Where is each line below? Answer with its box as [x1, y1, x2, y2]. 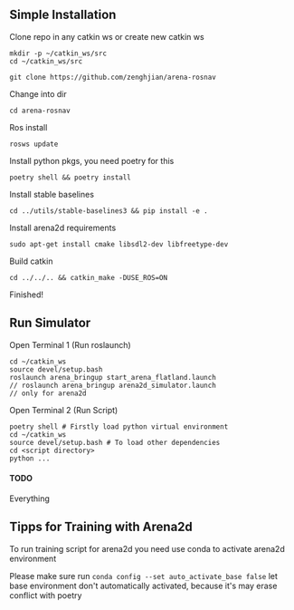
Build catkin [9, 256, 53, 266]
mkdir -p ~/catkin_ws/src [9, 49, 107, 58]
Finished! [9, 289, 43, 300]
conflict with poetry [9, 589, 82, 601]
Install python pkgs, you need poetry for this [9, 155, 175, 166]
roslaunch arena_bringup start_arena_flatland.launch [9, 373, 217, 382]
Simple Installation [9, 7, 117, 23]
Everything [9, 493, 50, 504]
